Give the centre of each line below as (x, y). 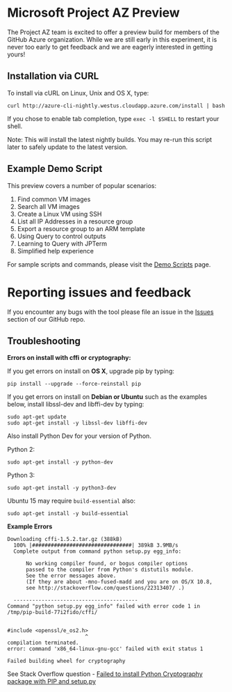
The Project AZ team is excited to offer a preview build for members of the (114, 32)
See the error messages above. (71, 576)
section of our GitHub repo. (46, 319)
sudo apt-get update (37, 417)
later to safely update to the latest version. (68, 147)
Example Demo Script (55, 169)
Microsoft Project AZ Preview (94, 13)
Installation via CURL (53, 76)
